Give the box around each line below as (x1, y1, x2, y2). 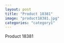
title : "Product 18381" (5, 11, 53, 16)
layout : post (5, 7, 32, 12)
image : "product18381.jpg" (5, 16, 60, 21)
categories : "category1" (5, 20, 55, 25)
